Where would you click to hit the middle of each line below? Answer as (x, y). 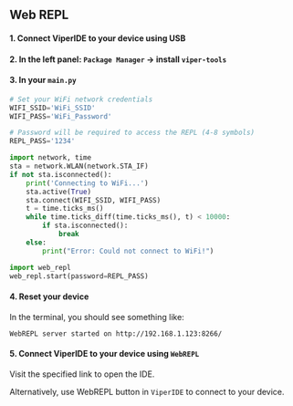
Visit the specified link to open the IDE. (82, 374)
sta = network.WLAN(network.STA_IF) (79, 167)
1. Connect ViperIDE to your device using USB (98, 38)
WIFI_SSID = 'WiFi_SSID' (52, 108)
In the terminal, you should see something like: (97, 317)
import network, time (51, 158)
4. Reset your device (49, 297)
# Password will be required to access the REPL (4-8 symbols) (132, 133)
